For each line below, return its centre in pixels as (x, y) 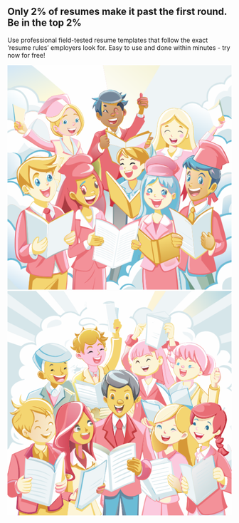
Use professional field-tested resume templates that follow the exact (108, 40)
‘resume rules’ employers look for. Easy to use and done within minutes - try (119, 47)
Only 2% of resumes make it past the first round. (117, 12)
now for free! (26, 55)
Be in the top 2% (44, 23)
